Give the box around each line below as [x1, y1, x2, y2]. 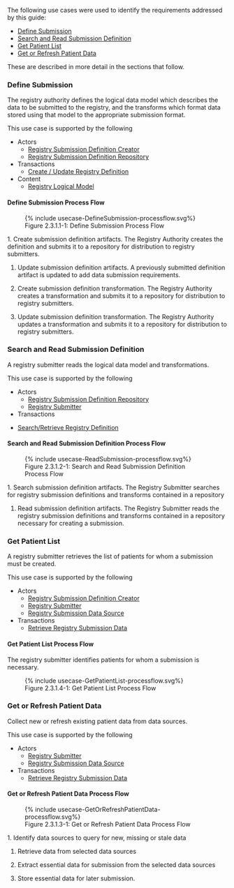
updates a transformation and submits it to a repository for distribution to [17, 320, 227, 328]
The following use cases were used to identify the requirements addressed [7, 6, 223, 14]
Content [17, 175, 41, 184]
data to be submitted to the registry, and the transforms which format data [7, 103, 221, 112]
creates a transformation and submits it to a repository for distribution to [17, 291, 226, 299]
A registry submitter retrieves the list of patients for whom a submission [7, 552, 214, 561]
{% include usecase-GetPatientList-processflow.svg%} [24, 676, 184, 685]
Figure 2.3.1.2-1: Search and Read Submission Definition [24, 462, 186, 471]
